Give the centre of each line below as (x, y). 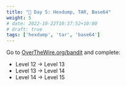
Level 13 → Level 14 (40, 71)
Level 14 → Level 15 (40, 77)
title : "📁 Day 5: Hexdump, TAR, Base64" (59, 12)
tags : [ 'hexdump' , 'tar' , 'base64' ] (53, 35)
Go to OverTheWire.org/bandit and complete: (64, 52)
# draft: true (25, 29)
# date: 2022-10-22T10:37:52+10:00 (52, 23)
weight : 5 (19, 18)
